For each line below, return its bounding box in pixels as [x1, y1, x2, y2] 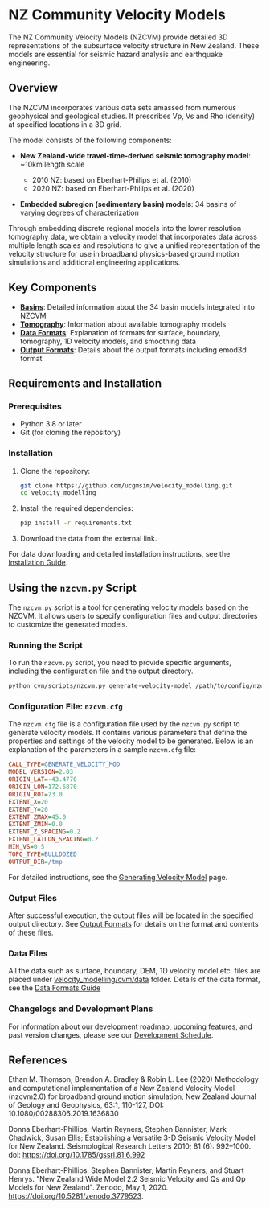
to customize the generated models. [8, 619, 129, 629]
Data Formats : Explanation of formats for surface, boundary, [19, 327, 221, 337]
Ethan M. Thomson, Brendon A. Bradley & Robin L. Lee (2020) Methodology [8, 1075, 259, 1084]
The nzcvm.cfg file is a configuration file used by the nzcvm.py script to [8, 719, 240, 729]
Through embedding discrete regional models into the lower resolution [8, 223, 242, 232]
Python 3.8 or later [19, 419, 82, 429]
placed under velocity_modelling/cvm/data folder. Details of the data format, [8, 975, 260, 985]
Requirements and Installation [8, 376, 162, 390]
